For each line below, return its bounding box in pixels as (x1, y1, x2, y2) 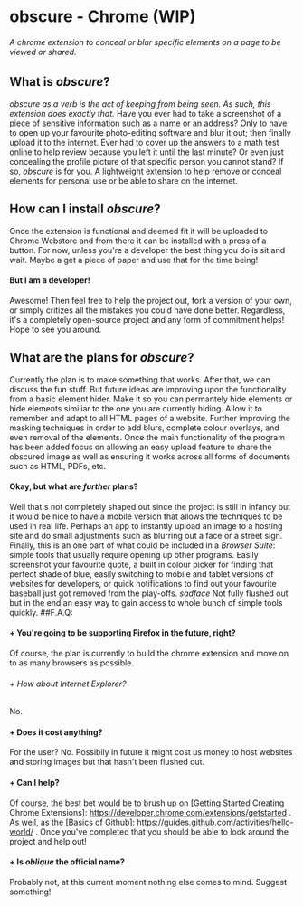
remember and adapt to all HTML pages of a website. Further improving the (9, 412, 291, 423)
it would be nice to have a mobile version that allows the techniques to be (9, 511, 283, 522)
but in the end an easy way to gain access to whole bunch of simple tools (9, 597, 283, 608)
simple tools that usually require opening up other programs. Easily (9, 549, 260, 560)
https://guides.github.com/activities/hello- (137, 816, 294, 827)
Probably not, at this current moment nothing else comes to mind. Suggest (9, 876, 288, 887)
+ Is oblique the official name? (9, 856, 125, 867)
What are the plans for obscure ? (9, 350, 194, 365)
